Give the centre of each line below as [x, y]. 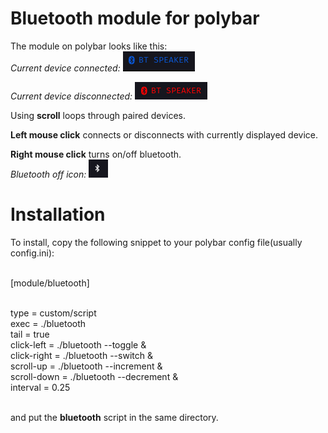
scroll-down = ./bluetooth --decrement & [94, 376]
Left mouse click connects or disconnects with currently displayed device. [164, 134]
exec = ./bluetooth [48, 323]
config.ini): [32, 253]
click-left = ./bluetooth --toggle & [78, 344]
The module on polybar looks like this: [89, 46]
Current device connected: [65, 68]
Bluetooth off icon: [48, 174]
